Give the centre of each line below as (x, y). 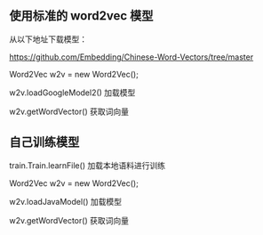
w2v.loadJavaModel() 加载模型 (66, 201)
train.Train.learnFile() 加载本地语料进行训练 (88, 165)
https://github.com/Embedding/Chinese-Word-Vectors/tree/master (131, 57)
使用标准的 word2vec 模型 (81, 16)
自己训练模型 (44, 142)
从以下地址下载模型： (48, 39)
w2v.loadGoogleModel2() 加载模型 (72, 93)
